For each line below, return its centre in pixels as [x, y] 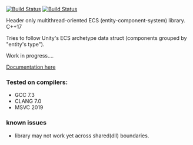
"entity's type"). [25, 44]
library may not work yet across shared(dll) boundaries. [82, 136]
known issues [26, 123]
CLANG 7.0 [28, 101]
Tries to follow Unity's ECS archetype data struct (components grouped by [96, 38]
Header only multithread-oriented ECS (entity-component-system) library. [96, 20]
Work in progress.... [30, 55]
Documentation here [31, 67]
